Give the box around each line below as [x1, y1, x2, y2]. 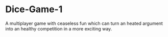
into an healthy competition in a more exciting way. [5, 25, 112, 31]
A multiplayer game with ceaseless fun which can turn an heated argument [5, 20, 163, 26]
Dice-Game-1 [5, 4, 63, 15]
